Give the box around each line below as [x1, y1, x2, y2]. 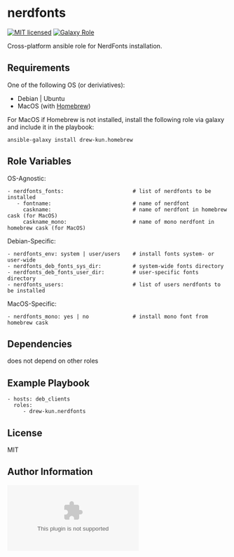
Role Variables [7, 156, 71, 168]
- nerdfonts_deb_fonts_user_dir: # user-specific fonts [7, 269, 199, 276]
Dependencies [7, 338, 72, 350]
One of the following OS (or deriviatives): [7, 81, 125, 89]
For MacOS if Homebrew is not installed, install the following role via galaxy [7, 115, 225, 123]
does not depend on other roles [7, 356, 99, 365]
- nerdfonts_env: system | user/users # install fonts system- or [7, 250, 215, 257]
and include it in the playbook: [7, 123, 95, 131]
